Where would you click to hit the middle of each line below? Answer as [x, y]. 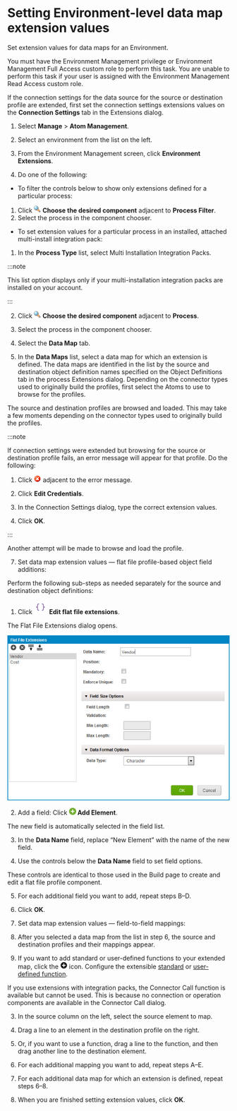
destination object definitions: [50, 590]
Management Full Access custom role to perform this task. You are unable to [119, 68]
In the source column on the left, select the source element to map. [115, 1016]
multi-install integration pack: [60, 239]
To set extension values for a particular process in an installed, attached [122, 232]
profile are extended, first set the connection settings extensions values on [116, 104]
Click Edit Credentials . [50, 493]
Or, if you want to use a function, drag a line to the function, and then [118, 1044]
